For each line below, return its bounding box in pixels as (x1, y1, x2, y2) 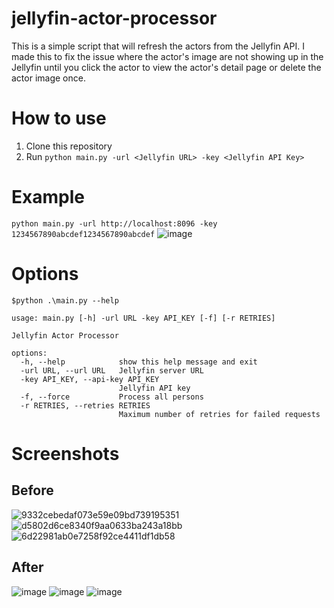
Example (11, 186, 85, 209)
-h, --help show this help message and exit (20, 357, 258, 367)
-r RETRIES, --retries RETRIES (20, 400, 151, 411)
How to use (11, 107, 107, 130)
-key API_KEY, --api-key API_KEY (20, 374, 160, 384)
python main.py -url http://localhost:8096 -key (11, 218, 218, 229)
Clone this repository (25, 140, 113, 152)
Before (11, 482, 54, 499)
